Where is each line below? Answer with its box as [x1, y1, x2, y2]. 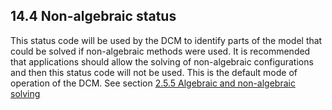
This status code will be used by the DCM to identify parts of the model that [10, 34, 323, 46]
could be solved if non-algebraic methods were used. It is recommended [10, 45, 311, 57]
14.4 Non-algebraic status [10, 8, 177, 25]
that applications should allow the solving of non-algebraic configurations [10, 55, 314, 68]
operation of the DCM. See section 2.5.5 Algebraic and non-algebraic [10, 77, 296, 89]
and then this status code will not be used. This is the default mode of [10, 66, 298, 78]
